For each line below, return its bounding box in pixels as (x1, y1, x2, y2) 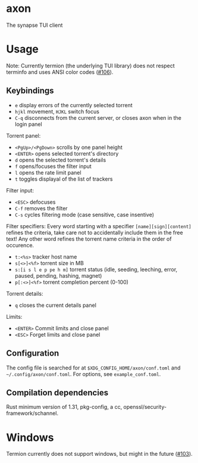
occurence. (6, 241, 34, 248)
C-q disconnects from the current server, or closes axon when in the (14, 114, 181, 121)
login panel (14, 120, 43, 128)
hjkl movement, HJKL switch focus (14, 108, 100, 115)
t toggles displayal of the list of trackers (14, 175, 113, 182)
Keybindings (6, 86, 55, 96)
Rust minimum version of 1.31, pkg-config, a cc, (6, 403, 122, 411)
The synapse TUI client (6, 21, 63, 29)
